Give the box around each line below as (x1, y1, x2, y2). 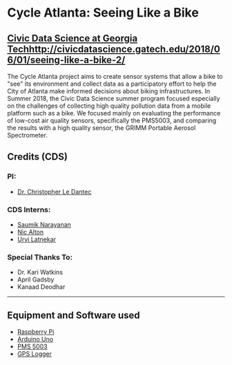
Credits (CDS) (7, 151, 68, 163)
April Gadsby (17, 275, 55, 284)
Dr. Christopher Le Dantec (17, 187, 92, 196)
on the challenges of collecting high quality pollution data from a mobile (7, 102, 211, 110)
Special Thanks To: (7, 252, 73, 262)
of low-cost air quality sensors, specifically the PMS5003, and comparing (7, 116, 217, 124)
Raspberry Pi (17, 328, 55, 336)
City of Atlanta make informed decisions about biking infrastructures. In (7, 87, 211, 95)
